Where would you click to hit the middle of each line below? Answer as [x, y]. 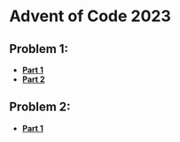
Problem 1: [39, 49]
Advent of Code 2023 [90, 16]
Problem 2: [40, 107]
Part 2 [34, 79]
